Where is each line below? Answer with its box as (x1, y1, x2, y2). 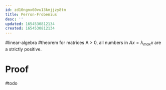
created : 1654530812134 (5, 26, 55, 31)
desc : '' (5, 16, 24, 21)
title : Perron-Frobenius (5, 12, 57, 17)
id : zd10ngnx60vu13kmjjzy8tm (5, 7, 66, 12)
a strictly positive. (5, 46, 42, 52)
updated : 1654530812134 (5, 21, 55, 26)
